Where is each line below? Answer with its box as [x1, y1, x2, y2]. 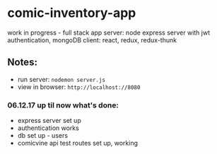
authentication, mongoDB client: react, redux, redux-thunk [7, 35, 177, 44]
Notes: [7, 57, 37, 69]
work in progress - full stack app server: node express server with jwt [7, 28, 211, 37]
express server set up [17, 117, 81, 125]
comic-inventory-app [7, 5, 136, 21]
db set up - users [17, 131, 69, 140]
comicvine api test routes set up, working [17, 139, 139, 148]
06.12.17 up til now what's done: [7, 100, 119, 110]
